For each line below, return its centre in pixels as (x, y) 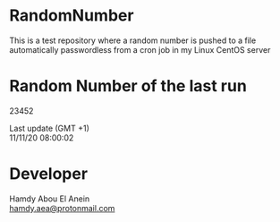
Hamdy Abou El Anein (50, 199)
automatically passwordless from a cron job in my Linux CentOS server (140, 49)
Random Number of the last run (128, 86)
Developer (48, 174)
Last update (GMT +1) (49, 128)
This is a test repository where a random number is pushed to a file (133, 40)
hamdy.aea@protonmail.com (62, 208)
